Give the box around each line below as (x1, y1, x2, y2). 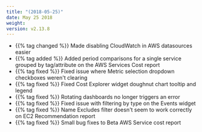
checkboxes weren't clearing (15, 74, 88, 81)
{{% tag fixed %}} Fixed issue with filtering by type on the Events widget (15, 100, 196, 107)
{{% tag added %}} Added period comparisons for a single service (15, 55, 181, 62)
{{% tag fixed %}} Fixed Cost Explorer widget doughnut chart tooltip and (15, 81, 197, 88)
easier (15, 49, 31, 56)
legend (15, 87, 33, 94)
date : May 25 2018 (6, 14, 53, 20)
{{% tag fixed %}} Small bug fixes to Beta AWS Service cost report (15, 119, 181, 127)
